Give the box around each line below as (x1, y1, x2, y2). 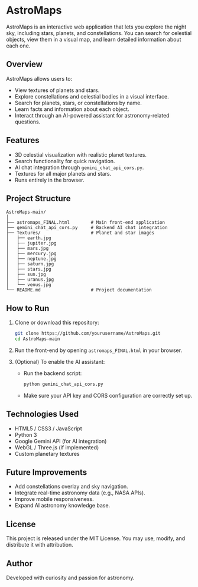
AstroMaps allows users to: (6, 75, 73, 82)
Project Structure (6, 193, 71, 204)
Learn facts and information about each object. (14, 105, 129, 113)
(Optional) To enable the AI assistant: (14, 358, 105, 365)
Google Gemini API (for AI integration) (14, 437, 107, 445)
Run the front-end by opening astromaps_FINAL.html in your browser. (14, 347, 182, 354)
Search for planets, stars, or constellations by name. (14, 99, 142, 106)
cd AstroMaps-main (14, 336, 60, 342)
